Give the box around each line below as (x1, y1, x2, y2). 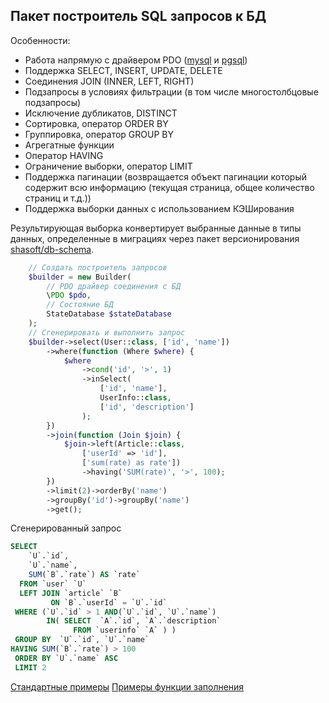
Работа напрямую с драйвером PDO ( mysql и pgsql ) (24, 54, 248, 66)
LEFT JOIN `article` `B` (19, 588, 123, 598)
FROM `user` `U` (19, 579, 87, 589)
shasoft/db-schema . (10, 243, 95, 255)
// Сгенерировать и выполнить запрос (28, 327, 186, 338)
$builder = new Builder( (28, 272, 132, 282)
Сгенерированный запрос (10, 522, 122, 534)
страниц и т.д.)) (24, 192, 92, 204)
